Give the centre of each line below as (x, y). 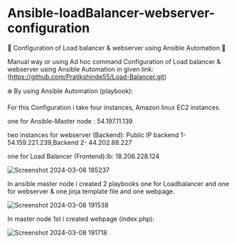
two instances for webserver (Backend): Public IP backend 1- (97, 135)
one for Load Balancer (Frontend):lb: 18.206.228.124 (84, 156)
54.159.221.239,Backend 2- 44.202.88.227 (70, 142)
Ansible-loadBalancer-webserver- (111, 13)
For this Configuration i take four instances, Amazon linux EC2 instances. (114, 107)
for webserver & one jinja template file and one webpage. (91, 191)
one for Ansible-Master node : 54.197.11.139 (70, 121)
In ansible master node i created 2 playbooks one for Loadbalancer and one (118, 183)
